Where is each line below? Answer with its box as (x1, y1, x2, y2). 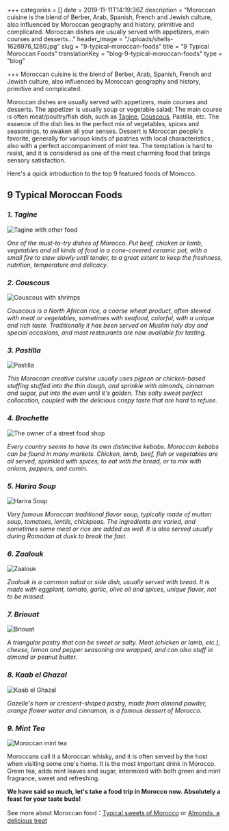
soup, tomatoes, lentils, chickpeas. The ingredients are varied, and (7, 517, 196, 525)
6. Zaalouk (7, 549, 44, 558)
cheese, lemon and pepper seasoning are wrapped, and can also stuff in (7, 646, 213, 654)
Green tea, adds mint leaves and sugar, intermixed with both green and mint (7, 767, 221, 775)
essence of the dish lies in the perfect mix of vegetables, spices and (7, 120, 200, 128)
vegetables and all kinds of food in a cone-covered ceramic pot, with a (7, 246, 208, 254)
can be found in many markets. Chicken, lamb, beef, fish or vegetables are (7, 449, 219, 458)
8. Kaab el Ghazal (7, 670, 67, 679)
